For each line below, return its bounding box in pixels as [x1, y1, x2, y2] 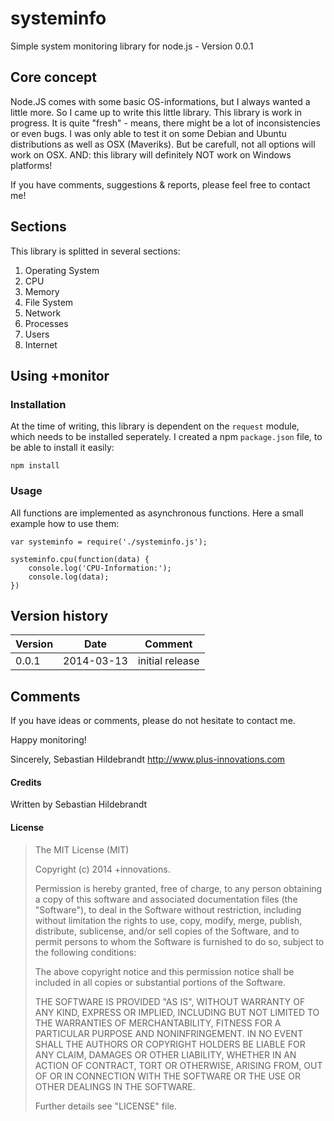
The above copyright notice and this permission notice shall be [34, 965, 295, 977]
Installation [10, 397, 67, 411]
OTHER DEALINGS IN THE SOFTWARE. [34, 1080, 196, 1092]
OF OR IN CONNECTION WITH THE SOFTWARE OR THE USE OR [34, 1070, 301, 1082]
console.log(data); [28, 572, 110, 582]
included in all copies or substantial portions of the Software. [34, 976, 286, 988]
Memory [24, 285, 60, 297]
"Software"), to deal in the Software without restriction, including [34, 903, 302, 916]
